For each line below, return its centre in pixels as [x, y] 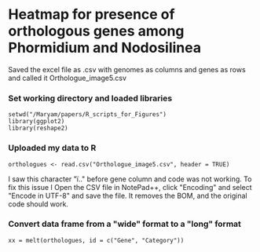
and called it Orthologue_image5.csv [68, 78]
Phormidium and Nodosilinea [105, 48]
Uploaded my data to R [52, 148]
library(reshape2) [38, 128]
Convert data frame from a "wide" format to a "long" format [125, 224]
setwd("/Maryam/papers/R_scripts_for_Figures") [88, 115]
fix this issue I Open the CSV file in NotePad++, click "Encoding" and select [130, 187]
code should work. [38, 204]
